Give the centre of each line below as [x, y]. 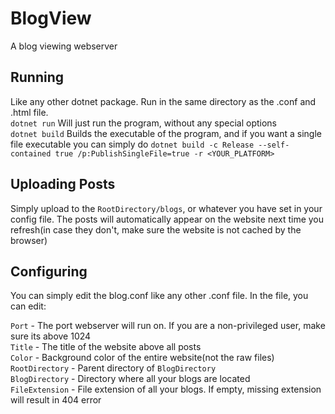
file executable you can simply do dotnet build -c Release [132, 144]
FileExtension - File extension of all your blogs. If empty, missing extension [166, 389]
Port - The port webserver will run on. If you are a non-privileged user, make [168, 326]
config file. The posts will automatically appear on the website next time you [167, 219]
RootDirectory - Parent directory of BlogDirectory [113, 368]
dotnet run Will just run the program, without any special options [144, 123]
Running [37, 77]
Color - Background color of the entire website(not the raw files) [142, 358]
